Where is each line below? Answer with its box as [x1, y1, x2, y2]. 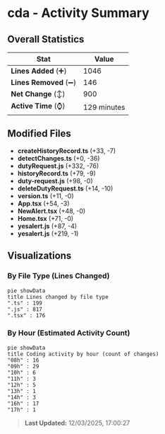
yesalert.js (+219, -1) [17, 229, 79, 238]
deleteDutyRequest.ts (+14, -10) [17, 184, 114, 193]
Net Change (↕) [11, 89, 66, 98]
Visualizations [7, 250, 72, 262]
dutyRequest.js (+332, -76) [17, 161, 99, 170]
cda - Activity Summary [7, 5, 149, 21]
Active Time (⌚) [11, 101, 66, 110]
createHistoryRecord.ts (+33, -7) [17, 147, 116, 155]
